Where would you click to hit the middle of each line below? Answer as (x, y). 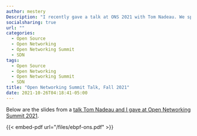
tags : (13, 60)
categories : (21, 33)
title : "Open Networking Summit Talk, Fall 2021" (68, 88)
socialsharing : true (31, 22)
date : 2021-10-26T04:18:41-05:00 (47, 93)
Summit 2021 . (23, 116)
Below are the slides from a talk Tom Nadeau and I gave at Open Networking (98, 109)
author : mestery (26, 11)
